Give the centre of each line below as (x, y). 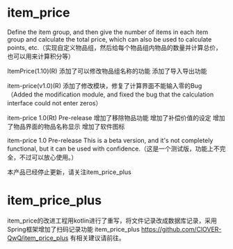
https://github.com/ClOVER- (182, 229)
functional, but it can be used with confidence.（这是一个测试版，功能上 (111, 148)
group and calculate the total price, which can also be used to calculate (110, 39)
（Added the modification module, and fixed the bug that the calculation (111, 94)
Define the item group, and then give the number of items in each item (108, 32)
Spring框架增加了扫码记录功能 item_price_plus (74, 229)
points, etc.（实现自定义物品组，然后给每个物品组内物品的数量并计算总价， (115, 47)
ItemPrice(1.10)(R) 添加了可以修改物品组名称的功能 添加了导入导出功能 (107, 71)
